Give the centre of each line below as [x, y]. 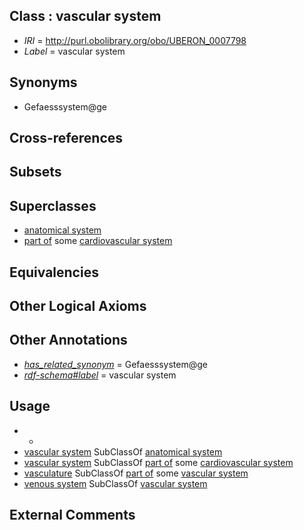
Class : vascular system [85, 16]
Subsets [35, 172]
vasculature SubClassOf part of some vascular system [136, 473]
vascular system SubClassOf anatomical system [123, 451]
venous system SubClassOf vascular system [115, 483]
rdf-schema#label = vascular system [100, 375]
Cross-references [66, 138]
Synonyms [43, 82]
